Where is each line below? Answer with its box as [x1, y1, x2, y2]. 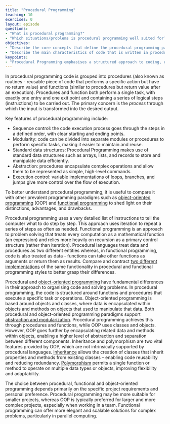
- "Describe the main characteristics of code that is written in [5, 50, 148, 55]
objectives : [5, 41, 30, 46]
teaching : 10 [5, 12, 33, 17]
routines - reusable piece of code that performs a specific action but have [5, 79, 159, 85]
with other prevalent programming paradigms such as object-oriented [5, 194, 151, 201]
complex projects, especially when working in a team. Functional [5, 402, 140, 408]
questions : [5, 26, 28, 31]
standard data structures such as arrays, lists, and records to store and [12, 152, 161, 158]
